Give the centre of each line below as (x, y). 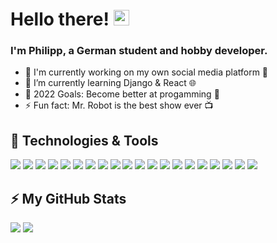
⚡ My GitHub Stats (68, 198)
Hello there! (60, 19)
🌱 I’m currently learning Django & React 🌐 (110, 83)
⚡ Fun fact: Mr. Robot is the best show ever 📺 (119, 105)
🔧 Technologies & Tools (84, 140)
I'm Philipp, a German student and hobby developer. (139, 51)
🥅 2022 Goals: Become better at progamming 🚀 (122, 94)
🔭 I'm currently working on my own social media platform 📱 (146, 72)
